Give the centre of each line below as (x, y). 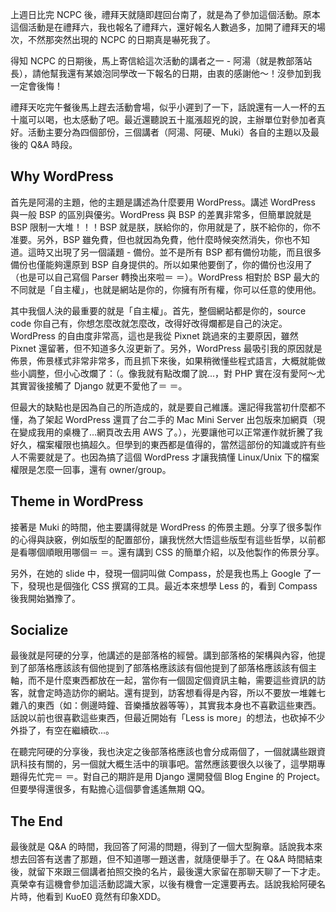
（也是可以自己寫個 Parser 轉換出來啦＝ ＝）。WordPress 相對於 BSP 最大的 (165, 277)
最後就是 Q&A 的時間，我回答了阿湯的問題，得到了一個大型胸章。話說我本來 (166, 847)
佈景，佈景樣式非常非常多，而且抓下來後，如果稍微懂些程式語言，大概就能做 (168, 360)
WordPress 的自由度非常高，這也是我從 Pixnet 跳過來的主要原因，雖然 (154, 335)
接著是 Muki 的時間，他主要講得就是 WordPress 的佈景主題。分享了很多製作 (166, 527)
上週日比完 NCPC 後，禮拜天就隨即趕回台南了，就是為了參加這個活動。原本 (165, 14)
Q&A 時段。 (53, 144)
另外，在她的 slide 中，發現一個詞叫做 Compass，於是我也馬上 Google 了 (161, 573)
